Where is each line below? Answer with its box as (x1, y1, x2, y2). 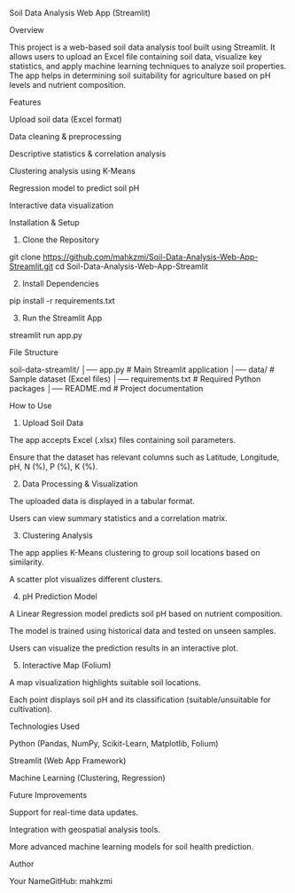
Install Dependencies (21, 279, 99, 288)
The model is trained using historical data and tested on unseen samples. (9, 626, 276, 636)
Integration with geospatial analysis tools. (9, 825, 161, 834)
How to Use (9, 400, 52, 411)
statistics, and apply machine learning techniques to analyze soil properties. (9, 61, 287, 71)
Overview (9, 25, 44, 35)
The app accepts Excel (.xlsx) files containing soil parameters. (9, 435, 237, 445)
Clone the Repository (21, 234, 100, 245)
